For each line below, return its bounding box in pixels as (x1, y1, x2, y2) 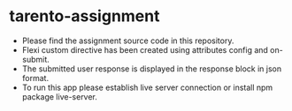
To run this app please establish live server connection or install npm (21, 82, 273, 92)
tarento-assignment (9, 6, 160, 26)
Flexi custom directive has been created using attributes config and (21, 44, 268, 55)
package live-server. (21, 91, 97, 102)
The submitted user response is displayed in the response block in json (21, 63, 282, 74)
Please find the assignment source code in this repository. (21, 35, 234, 46)
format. (21, 72, 50, 83)
